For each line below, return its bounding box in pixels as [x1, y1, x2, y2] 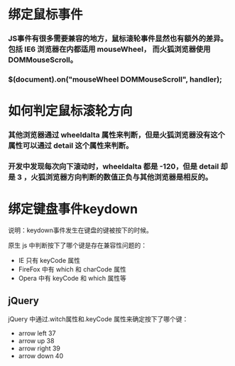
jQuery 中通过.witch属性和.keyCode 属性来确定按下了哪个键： [8, 314, 189, 323]
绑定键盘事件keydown [8, 201, 138, 217]
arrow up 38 [18, 336, 55, 345]
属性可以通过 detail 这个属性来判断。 [8, 141, 133, 151]
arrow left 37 [18, 328, 56, 338]
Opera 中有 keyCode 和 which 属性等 [18, 274, 126, 282]
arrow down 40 [18, 351, 63, 360]
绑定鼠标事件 [8, 6, 84, 23]
